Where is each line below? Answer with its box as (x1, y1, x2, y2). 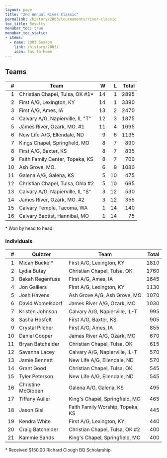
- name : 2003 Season (9, 40, 52, 45)
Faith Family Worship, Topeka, (69, 403, 139, 410)
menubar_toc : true (5, 26, 43, 31)
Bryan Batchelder (19, 340, 60, 347)
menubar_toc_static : (5, 30, 48, 35)
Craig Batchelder (19, 426, 59, 433)
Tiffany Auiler (19, 395, 51, 402)
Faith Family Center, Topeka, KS (19, 156, 93, 163)
